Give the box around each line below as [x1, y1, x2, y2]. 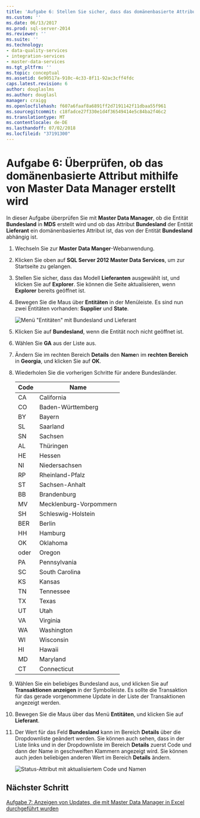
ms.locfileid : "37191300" [6, 131, 70, 137]
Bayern [39, 412, 60, 421]
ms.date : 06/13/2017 [6, 20, 58, 26]
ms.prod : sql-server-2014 [6, 25, 70, 32]
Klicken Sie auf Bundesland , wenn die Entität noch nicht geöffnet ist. [14, 328, 184, 335]
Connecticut [39, 665, 74, 673]
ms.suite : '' [6, 36, 39, 42]
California [39, 393, 67, 402]
